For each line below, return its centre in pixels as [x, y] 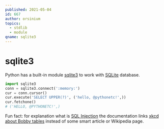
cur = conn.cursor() [26, 93]
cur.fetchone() [21, 102]
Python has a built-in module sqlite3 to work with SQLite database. [72, 75]
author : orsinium [23, 19]
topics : [13, 23]
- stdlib [18, 28]
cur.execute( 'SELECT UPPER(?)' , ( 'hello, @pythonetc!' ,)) [66, 98]
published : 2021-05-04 [28, 10]
